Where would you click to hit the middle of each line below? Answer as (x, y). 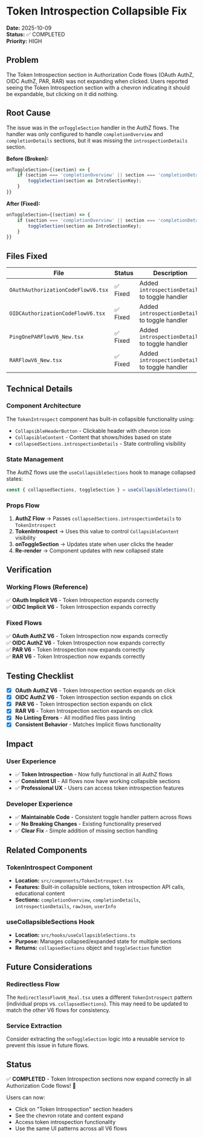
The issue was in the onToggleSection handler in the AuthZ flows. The (93, 128)
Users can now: (26, 1097)
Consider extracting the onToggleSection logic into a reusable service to (96, 1039)
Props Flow (23, 505)
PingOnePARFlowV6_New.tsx (47, 337)
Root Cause (29, 113)
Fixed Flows (24, 623)
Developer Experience (40, 804)
